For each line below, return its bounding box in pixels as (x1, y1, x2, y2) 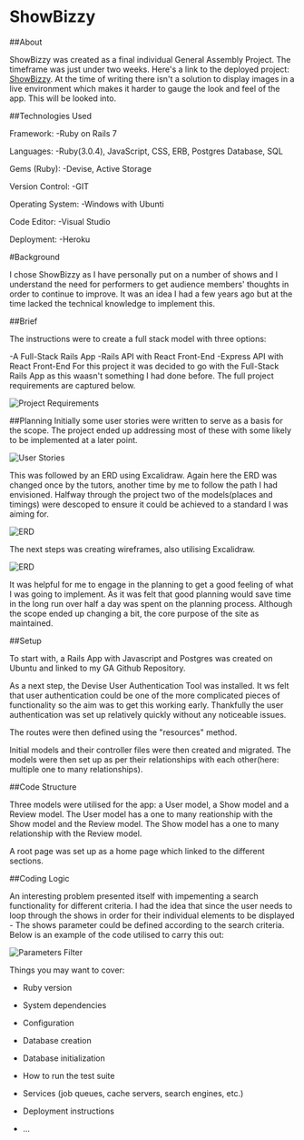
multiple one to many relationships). (9, 763, 143, 774)
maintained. (9, 617, 54, 629)
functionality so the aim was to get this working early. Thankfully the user (9, 699, 284, 711)
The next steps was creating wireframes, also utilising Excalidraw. (9, 543, 256, 554)
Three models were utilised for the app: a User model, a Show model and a (9, 799, 289, 810)
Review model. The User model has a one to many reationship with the (9, 808, 274, 820)
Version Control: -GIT (9, 180, 89, 192)
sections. (9, 855, 44, 866)
